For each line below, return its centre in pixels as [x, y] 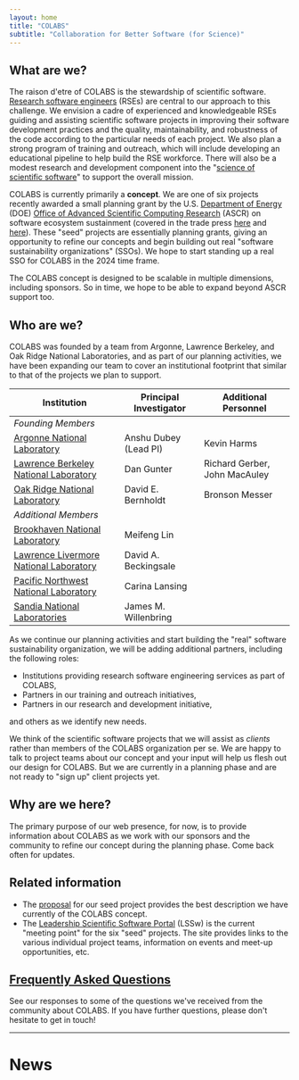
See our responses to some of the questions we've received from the [136, 1001]
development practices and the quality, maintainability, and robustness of [144, 129]
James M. [145, 606]
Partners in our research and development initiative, [117, 704]
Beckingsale [150, 566]
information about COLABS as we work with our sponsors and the [130, 835]
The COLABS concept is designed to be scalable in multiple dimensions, [141, 278]
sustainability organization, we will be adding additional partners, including [146, 649]
